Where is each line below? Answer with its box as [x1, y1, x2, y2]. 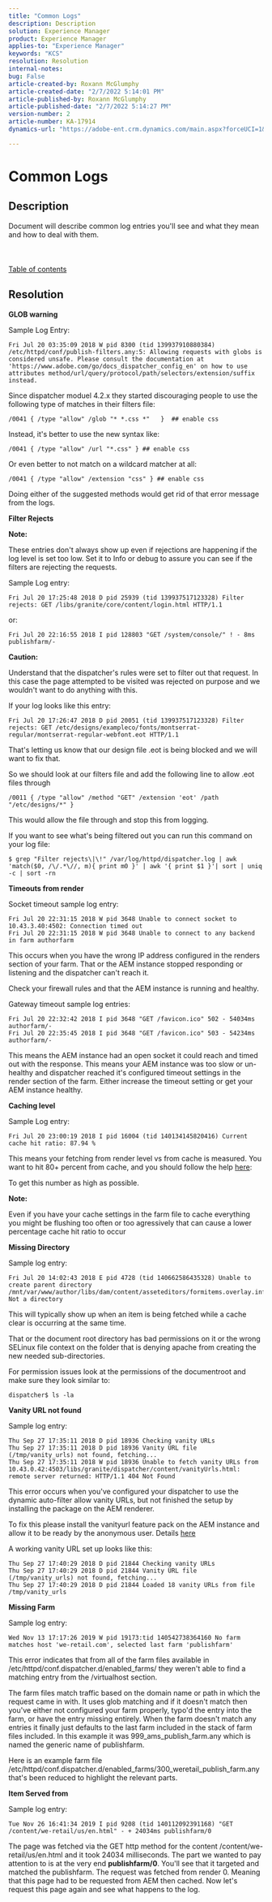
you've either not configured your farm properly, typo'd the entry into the [8, 1705, 253, 1714]
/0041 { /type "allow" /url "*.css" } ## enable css [8, 444, 190, 453]
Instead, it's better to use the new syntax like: [8, 429, 160, 439]
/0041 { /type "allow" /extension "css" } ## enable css [8, 474, 205, 483]
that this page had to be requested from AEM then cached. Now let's [8, 1875, 238, 1885]
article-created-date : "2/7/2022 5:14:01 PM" [8, 87, 164, 96]
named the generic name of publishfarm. [8, 1740, 145, 1749]
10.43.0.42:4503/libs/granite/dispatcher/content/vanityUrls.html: [8, 1465, 241, 1473]
